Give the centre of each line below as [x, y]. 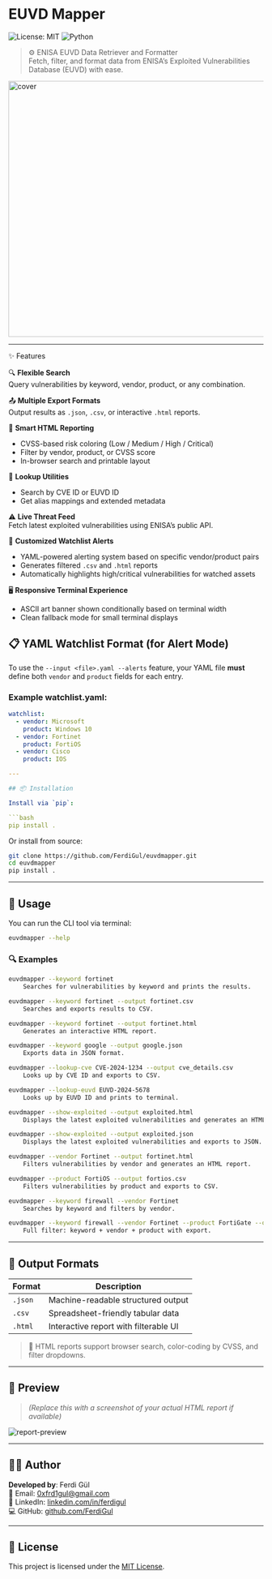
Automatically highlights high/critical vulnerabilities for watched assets [138, 573]
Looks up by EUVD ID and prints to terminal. [101, 1097]
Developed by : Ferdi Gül [49, 1484]
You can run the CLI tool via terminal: [70, 923]
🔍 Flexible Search [39, 372]
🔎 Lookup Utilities [39, 476]
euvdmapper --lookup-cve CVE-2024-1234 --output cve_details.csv [121, 1068]
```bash [21, 817]
